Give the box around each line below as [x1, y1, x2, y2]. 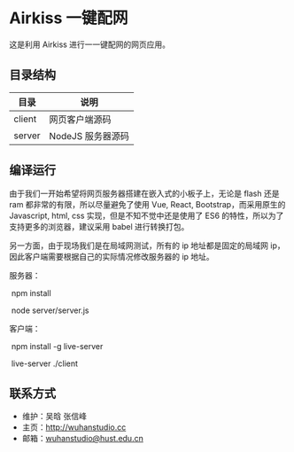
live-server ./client [11, 358, 78, 369]
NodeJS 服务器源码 [49, 129, 130, 142]
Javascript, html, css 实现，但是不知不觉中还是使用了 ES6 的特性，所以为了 [9, 210, 284, 221]
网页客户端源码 [49, 113, 112, 125]
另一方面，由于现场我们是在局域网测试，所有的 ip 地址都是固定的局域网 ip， [9, 240, 285, 251]
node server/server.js [11, 305, 89, 316]
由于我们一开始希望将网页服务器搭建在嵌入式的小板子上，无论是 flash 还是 [9, 188, 280, 199]
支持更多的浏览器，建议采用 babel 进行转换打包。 [9, 221, 190, 231]
